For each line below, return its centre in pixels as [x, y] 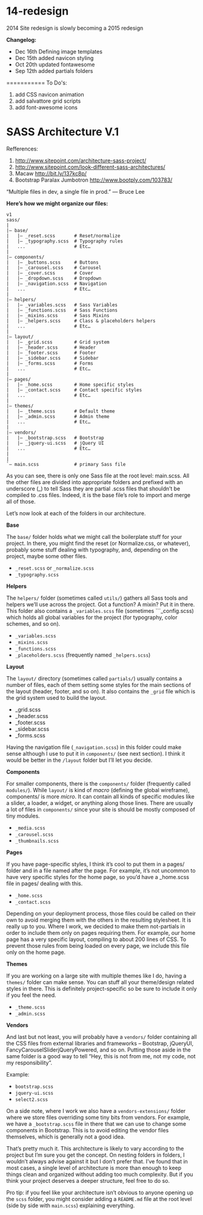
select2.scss [32, 1100]
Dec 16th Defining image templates [59, 51]
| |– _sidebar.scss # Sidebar [52, 358]
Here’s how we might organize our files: [57, 203]
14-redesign [38, 11]
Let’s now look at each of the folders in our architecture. [76, 513]
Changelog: [22, 39]
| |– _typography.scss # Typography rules [65, 241]
